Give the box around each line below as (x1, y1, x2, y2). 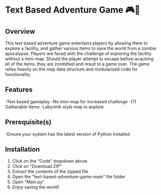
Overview (5, 27, 36, 35)
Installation (5, 146, 40, 154)
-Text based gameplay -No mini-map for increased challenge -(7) (5, 98, 137, 104)
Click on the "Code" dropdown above (12, 158, 88, 164)
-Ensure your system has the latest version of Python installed (5, 131, 130, 137)
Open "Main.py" (12, 179, 45, 185)
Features (5, 86, 33, 94)
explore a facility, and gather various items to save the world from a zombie (5, 46, 157, 51)
